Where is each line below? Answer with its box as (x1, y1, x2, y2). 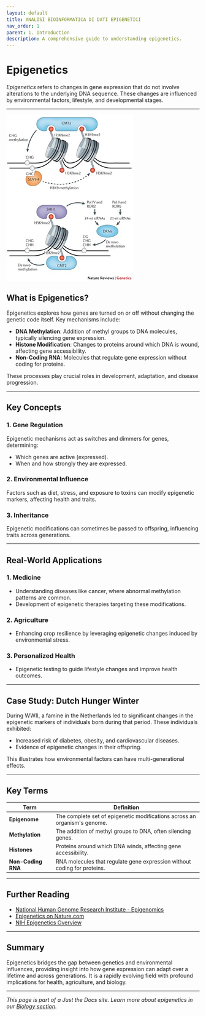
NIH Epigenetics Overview (15, 919, 82, 926)
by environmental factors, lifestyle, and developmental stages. (6, 96, 164, 104)
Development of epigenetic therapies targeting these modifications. (15, 600, 186, 608)
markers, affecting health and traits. (6, 495, 97, 503)
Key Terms (6, 786, 48, 796)
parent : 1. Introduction (6, 30, 70, 36)
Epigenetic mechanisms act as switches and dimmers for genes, (6, 435, 169, 442)
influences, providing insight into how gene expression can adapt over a (6, 965, 188, 972)
